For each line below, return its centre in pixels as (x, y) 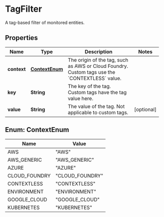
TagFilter (24, 9)
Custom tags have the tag (97, 92)
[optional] (145, 109)
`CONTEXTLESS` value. (94, 78)
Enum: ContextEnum (37, 130)
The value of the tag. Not (96, 106)
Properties (21, 38)
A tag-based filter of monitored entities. (45, 22)
